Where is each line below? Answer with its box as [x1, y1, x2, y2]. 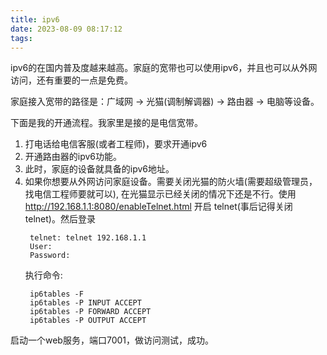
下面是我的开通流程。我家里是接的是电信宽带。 [10, 117, 203, 129]
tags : [10, 33, 33, 43]
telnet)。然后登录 [24, 213, 96, 225]
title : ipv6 [10, 14, 60, 25]
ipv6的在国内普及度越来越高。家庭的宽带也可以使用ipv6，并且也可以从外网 [10, 62, 318, 74]
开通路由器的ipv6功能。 [24, 151, 123, 163]
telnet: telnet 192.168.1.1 [29, 233, 147, 243]
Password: [29, 251, 71, 261]
